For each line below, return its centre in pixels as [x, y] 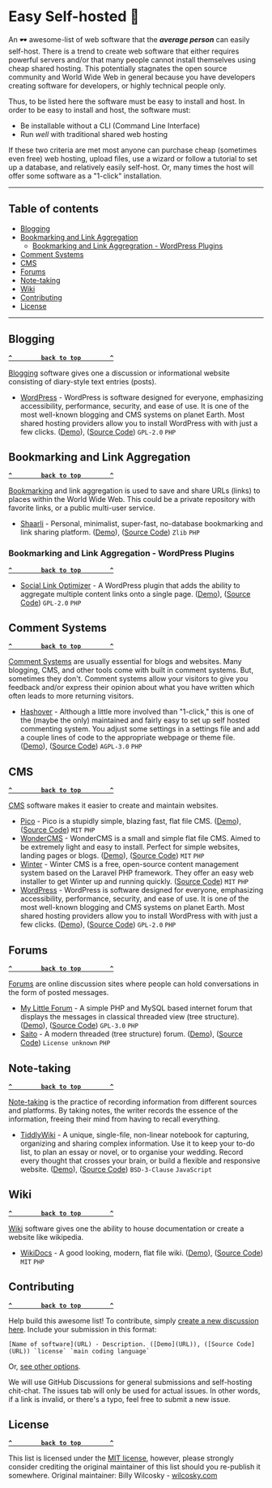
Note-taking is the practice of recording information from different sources [133, 1101]
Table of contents [53, 209]
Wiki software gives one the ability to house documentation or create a [126, 1229]
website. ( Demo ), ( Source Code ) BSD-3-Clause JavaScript [116, 1169]
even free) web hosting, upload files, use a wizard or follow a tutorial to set [133, 158]
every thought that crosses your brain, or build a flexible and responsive [140, 1160]
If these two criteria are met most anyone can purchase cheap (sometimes [133, 150]
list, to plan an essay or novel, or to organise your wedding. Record [132, 1151]
